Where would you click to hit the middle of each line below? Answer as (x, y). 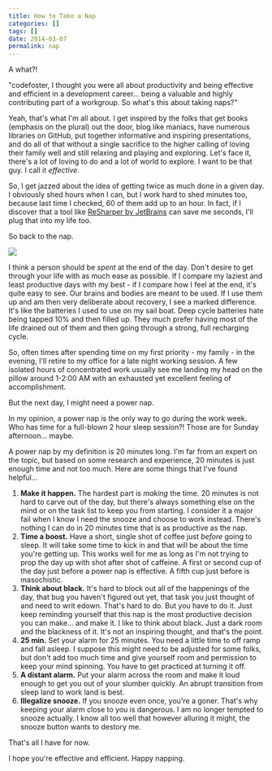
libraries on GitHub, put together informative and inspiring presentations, (130, 136)
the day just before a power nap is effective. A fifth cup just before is (135, 572)
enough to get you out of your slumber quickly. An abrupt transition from (142, 684)
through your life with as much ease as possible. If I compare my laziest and (136, 276)
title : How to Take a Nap (52, 16)
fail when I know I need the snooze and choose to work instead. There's (140, 519)
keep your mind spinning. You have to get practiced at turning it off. (133, 666)
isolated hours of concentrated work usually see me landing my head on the (136, 370)
